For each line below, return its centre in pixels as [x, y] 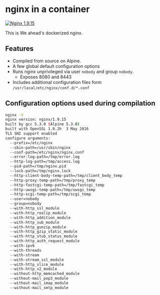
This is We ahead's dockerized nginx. [44, 33]
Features [19, 49]
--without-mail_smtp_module [39, 287]
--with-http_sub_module [34, 222]
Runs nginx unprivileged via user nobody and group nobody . [73, 71]
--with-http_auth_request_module [45, 241]
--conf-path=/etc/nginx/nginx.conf [47, 152]
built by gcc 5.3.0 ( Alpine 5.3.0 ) [43, 124]
